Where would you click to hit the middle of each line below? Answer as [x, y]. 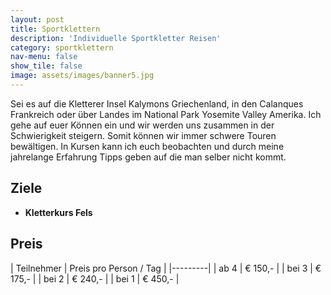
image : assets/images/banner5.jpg [82, 76]
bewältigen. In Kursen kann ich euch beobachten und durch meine [147, 146]
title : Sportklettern [55, 29]
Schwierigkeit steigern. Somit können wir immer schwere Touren [143, 135]
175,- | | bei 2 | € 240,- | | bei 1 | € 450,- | [95, 278]
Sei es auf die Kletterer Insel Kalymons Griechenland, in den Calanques [157, 103]
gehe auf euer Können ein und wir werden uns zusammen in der [142, 125]
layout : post [37, 19]
